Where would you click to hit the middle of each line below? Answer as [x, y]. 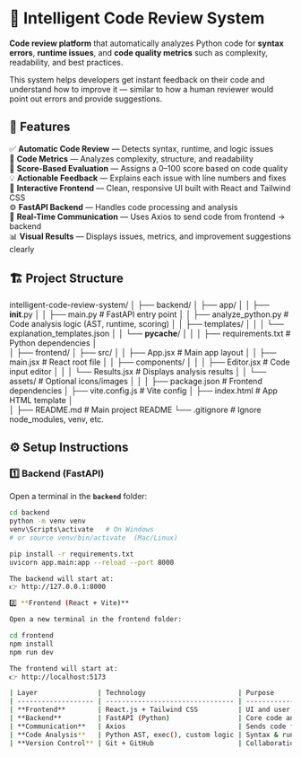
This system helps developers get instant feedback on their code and [138, 79]
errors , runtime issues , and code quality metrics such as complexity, [139, 52]
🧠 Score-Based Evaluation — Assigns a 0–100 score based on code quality [149, 168]
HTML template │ [41, 400]
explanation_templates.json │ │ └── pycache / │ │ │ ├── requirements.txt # [150, 333]
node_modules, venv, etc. [57, 419]
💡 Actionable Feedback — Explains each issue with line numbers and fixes [148, 178]
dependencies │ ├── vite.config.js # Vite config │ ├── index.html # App [143, 391]
